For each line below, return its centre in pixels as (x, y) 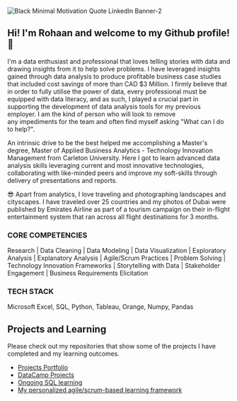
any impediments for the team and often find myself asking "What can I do (116, 121)
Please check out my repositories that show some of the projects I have (111, 346)
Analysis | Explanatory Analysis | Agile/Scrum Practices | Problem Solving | (117, 258)
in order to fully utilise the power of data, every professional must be (107, 91)
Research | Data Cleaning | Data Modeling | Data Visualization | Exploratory (117, 251)
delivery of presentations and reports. (63, 180)
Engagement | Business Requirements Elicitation (78, 273)
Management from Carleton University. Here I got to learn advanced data (114, 158)
